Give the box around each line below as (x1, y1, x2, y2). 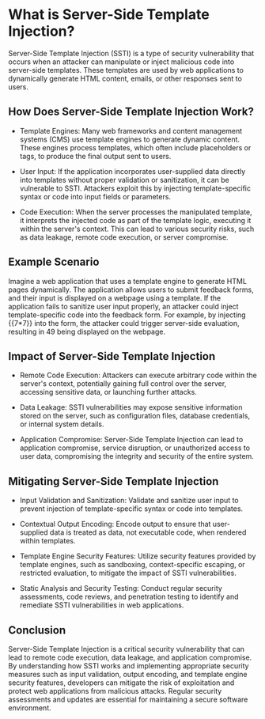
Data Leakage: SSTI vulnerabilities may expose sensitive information (19, 403, 243, 412)
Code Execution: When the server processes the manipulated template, (19, 207, 253, 217)
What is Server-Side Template (8, 6, 210, 24)
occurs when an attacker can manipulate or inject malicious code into (8, 57, 235, 66)
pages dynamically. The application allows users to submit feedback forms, (8, 285, 255, 294)
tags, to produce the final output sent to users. (19, 151, 172, 161)
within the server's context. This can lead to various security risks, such (19, 224, 255, 233)
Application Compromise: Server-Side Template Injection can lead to (19, 435, 244, 445)
